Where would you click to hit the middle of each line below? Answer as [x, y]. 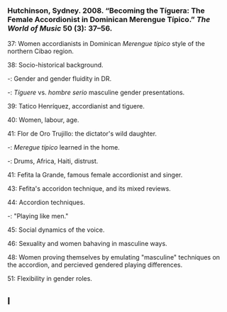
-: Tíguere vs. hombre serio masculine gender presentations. [96, 93]
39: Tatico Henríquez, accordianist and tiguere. [76, 106]
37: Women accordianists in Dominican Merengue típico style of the [106, 44]
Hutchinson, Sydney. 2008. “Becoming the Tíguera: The [106, 11]
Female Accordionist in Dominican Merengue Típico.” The [109, 19]
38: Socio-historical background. [56, 65]
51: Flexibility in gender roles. [50, 279]
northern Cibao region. [41, 51]
